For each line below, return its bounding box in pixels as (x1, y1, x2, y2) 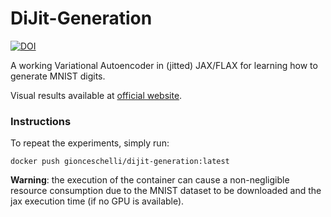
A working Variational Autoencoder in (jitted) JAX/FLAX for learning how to (10, 59, 318, 71)
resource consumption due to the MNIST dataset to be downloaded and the (10, 185, 322, 197)
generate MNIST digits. (10, 70, 106, 82)
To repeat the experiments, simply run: (10, 137, 170, 149)
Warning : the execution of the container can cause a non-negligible (10, 174, 290, 186)
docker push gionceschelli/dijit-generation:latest (10, 157, 230, 167)
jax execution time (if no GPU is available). (10, 195, 185, 207)
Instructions (10, 114, 72, 128)
